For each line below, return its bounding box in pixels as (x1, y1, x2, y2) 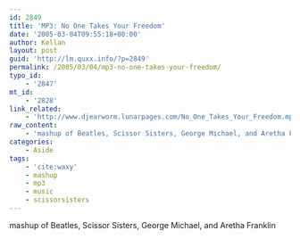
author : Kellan (9, 37, 66, 47)
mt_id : (9, 87, 34, 96)
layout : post (9, 46, 58, 55)
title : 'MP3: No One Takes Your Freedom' (9, 21, 166, 30)
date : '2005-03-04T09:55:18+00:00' (9, 29, 142, 38)
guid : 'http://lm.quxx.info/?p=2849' (9, 54, 150, 63)
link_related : (9, 104, 62, 113)
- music (25, 187, 54, 196)
